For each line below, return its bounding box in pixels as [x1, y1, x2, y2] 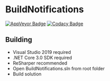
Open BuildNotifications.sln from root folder [12, 65, 105, 71]
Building [5, 35, 32, 44]
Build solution [12, 71, 42, 77]
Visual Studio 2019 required [12, 49, 71, 55]
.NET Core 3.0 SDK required [12, 54, 72, 60]
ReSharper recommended [12, 60, 68, 66]
